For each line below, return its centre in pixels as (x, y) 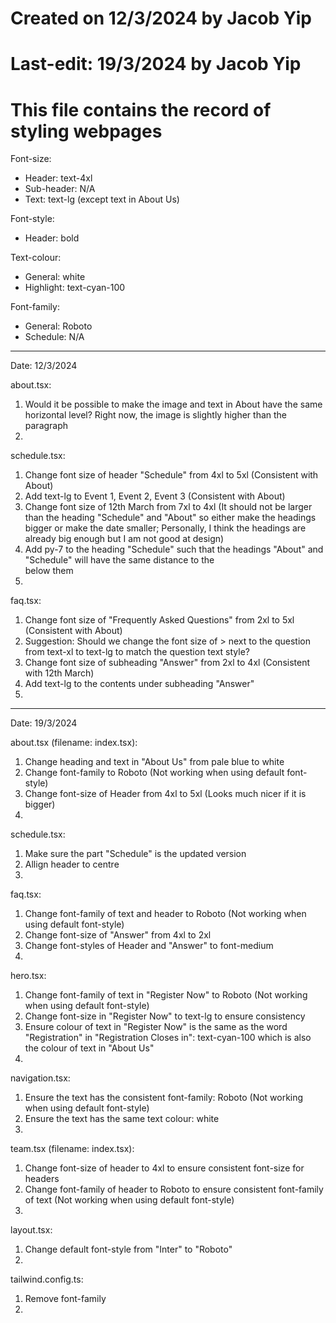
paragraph (46, 426)
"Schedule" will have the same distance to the (119, 560)
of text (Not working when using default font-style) (129, 1200)
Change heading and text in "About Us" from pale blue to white (154, 762)
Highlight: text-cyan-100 (75, 288)
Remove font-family (65, 1299)
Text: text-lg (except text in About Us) (102, 199)
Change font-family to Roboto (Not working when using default (154, 773)
